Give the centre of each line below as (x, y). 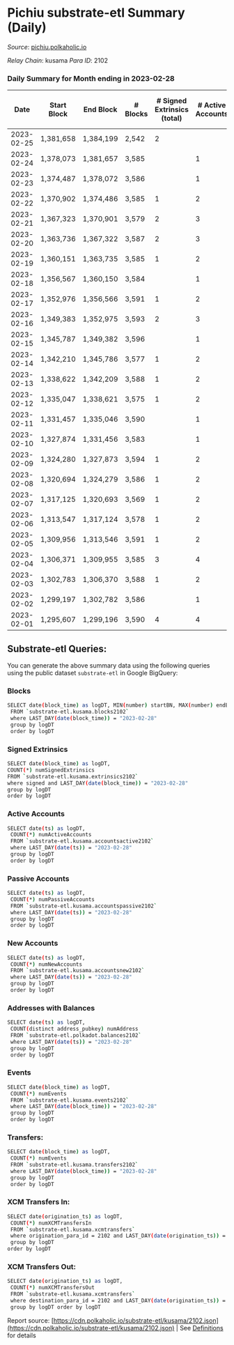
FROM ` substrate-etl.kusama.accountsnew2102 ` (77, 971)
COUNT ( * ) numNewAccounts (46, 964)
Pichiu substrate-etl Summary (96, 13)
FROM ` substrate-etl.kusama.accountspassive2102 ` (84, 906)
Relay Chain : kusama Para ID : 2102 (57, 60)
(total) (172, 118)
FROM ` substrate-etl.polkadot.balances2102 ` (76, 1035)
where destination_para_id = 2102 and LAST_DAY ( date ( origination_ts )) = (118, 1301)
